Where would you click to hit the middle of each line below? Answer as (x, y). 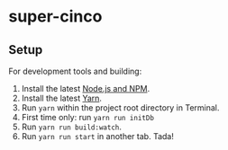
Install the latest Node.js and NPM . (86, 88)
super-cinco (55, 17)
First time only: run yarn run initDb (88, 117)
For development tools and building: (75, 71)
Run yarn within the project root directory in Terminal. (120, 108)
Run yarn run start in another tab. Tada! (98, 136)
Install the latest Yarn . (62, 98)
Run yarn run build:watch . (72, 127)
